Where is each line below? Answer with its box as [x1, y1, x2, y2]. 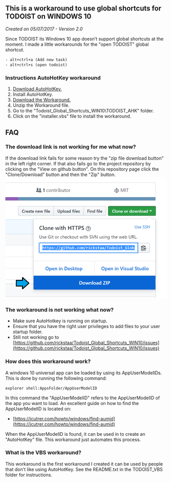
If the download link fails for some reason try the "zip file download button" [5, 155, 164, 161]
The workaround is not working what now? [5, 306, 114, 313]
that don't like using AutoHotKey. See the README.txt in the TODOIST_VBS [5, 466, 163, 472]
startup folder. [12, 329, 43, 335]
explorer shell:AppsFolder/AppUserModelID [5, 385, 97, 391]
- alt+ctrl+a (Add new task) [5, 57, 68, 62]
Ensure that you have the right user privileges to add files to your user [12, 323, 160, 330]
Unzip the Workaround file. [12, 102, 70, 108]
